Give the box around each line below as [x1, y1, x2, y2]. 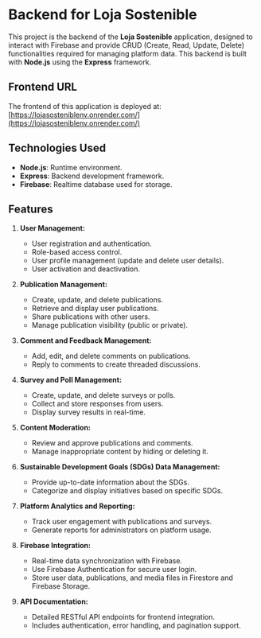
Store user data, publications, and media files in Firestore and [31, 573, 233, 582]
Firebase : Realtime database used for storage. [19, 179, 173, 189]
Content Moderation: [19, 423, 92, 433]
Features [8, 202, 53, 216]
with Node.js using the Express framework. [8, 57, 152, 67]
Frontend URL [8, 80, 78, 94]
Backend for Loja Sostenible [8, 6, 197, 24]
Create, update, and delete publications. [31, 295, 164, 305]
